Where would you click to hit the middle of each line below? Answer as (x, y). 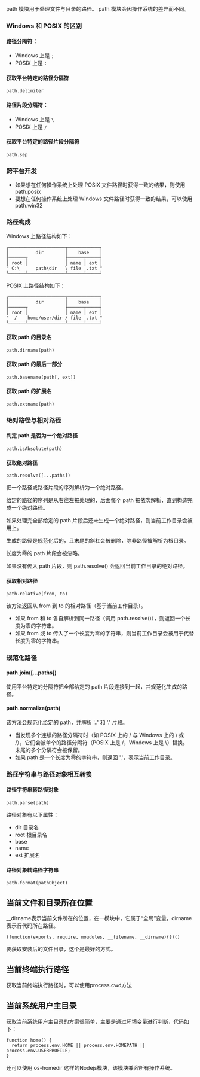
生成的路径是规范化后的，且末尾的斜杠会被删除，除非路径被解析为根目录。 (98, 541)
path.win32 (29, 206)
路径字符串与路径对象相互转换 (49, 774)
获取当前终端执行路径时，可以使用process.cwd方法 (69, 985)
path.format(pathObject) (37, 883)
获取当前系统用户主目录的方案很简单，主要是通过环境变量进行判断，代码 (95, 1021)
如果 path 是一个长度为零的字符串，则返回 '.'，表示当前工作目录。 (95, 757)
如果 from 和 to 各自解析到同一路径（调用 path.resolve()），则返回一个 (100, 619)
